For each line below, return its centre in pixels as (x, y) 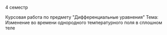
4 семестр (17, 7)
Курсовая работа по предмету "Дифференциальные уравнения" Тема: (82, 17)
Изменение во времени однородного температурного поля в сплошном (84, 23)
